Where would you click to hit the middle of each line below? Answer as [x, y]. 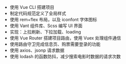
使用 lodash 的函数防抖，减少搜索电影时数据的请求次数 [65, 56]
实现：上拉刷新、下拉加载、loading [45, 32]
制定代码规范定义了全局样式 [38, 13]
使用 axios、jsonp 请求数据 [37, 50]
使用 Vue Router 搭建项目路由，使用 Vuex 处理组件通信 [65, 38]
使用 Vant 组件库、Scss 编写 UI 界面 [46, 26]
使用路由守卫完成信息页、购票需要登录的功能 [55, 44]
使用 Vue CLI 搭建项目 [32, 7]
